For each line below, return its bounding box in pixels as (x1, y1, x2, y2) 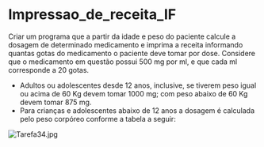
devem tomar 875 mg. (19, 97, 92, 107)
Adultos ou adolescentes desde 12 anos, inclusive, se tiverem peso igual (19, 81, 257, 90)
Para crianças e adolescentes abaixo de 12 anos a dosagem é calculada (19, 105, 255, 115)
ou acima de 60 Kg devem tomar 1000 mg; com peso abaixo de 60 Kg (19, 89, 248, 98)
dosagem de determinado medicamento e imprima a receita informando (8, 40, 243, 49)
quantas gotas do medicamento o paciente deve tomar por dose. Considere (8, 48, 256, 58)
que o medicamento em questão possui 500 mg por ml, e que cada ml (8, 57, 238, 66)
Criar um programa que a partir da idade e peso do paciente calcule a (8, 32, 236, 41)
